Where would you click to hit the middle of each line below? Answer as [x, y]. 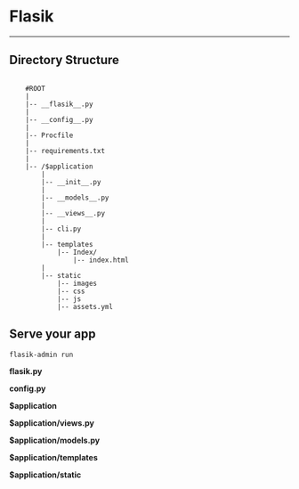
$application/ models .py [55, 440]
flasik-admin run [41, 355]
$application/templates [53, 457]
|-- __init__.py [71, 182]
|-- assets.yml [85, 306]
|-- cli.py [61, 229]
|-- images [77, 283]
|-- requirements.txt [65, 151]
